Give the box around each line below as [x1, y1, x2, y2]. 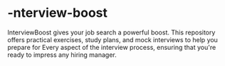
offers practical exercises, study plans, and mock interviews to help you [7, 35, 219, 44]
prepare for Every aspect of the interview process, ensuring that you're [7, 43, 216, 51]
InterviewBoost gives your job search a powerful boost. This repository [7, 28, 216, 37]
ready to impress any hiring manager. [7, 51, 117, 59]
